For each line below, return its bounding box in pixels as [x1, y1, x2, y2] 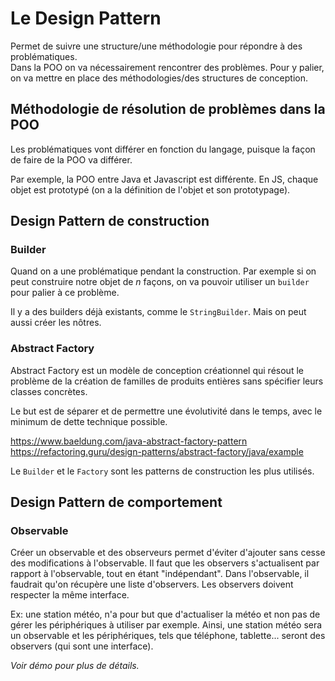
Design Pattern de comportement [10, 494, 223, 511]
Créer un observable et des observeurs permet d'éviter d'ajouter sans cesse [10, 547, 326, 559]
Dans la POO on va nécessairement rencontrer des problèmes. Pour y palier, [10, 61, 325, 73]
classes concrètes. [10, 385, 88, 397]
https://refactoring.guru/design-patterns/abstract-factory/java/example [10, 445, 304, 457]
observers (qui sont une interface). [10, 640, 154, 652]
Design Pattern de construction [10, 213, 210, 230]
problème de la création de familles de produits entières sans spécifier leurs [10, 375, 324, 387]
